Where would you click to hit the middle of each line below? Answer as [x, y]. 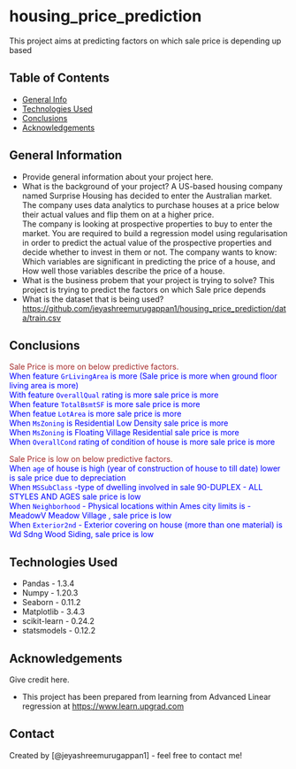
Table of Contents [60, 78]
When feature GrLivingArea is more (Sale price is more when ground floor [143, 376]
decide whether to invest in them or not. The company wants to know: [149, 252]
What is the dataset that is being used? [93, 299]
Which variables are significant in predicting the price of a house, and [148, 261]
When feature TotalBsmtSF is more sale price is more [105, 404]
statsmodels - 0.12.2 [59, 631]
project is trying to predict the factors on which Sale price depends [144, 289]
